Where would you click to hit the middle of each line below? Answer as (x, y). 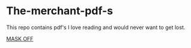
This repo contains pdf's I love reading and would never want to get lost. (96, 27)
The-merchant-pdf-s (59, 11)
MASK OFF (20, 39)
